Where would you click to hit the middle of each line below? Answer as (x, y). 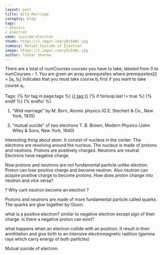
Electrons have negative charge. (37, 155)
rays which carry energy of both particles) (47, 239)
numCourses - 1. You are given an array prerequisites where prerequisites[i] (81, 74)
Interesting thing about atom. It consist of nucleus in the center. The (73, 140)
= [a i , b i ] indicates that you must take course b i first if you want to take (76, 80)
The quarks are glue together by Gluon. (45, 204)
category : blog (20, 19)
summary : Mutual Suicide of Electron (43, 46)
